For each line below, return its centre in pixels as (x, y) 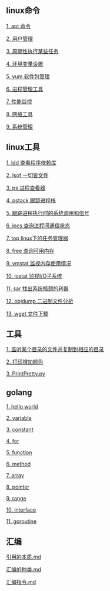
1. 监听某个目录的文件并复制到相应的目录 (55, 349)
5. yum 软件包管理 (28, 76)
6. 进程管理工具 (25, 89)
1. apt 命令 (19, 26)
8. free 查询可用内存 (30, 250)
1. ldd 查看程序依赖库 (31, 162)
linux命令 (23, 11)
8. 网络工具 (20, 114)
